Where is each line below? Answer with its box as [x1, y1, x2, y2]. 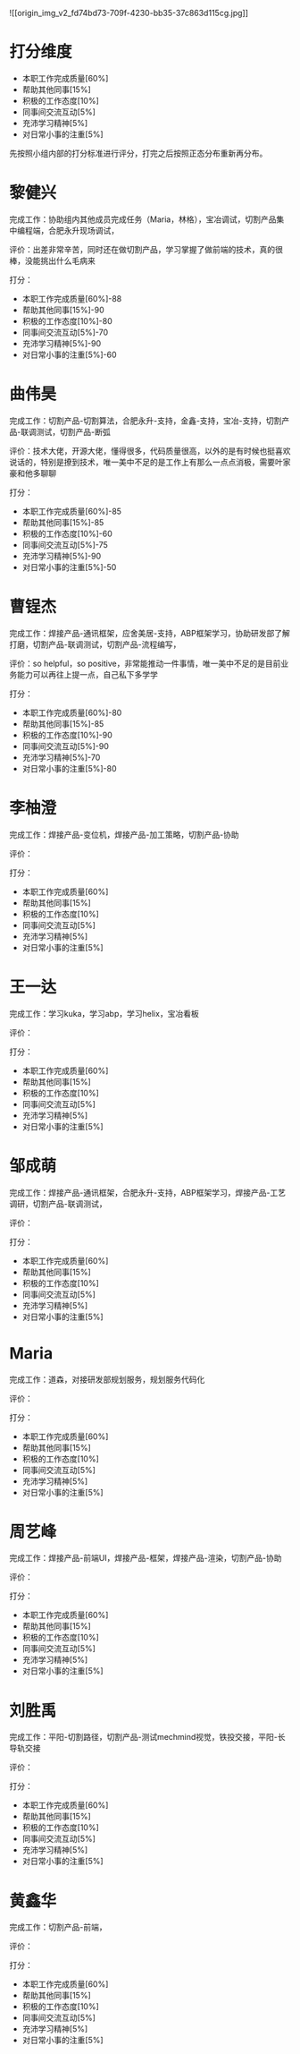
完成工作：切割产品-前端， [9, 1922, 107, 1932]
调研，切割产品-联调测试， [9, 1198, 107, 1209]
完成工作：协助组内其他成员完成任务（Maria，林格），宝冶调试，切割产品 [9, 214, 277, 225]
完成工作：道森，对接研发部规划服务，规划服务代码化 [9, 1374, 205, 1385]
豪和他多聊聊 [9, 467, 56, 478]
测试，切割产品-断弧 [36, 426, 111, 437]
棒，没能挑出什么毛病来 [9, 255, 96, 266]
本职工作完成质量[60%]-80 [21, 707, 122, 718]
